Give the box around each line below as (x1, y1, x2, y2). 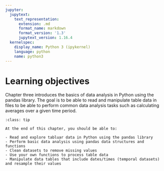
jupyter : (5, 7, 23, 12)
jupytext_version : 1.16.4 (18, 35, 72, 40)
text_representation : (14, 16, 59, 21)
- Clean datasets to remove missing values (5, 148, 97, 153)
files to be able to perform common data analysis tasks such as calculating (5, 102, 159, 108)
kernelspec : (9, 40, 35, 45)
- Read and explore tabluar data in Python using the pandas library (5, 135, 153, 140)
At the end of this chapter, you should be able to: (5, 126, 117, 131)
